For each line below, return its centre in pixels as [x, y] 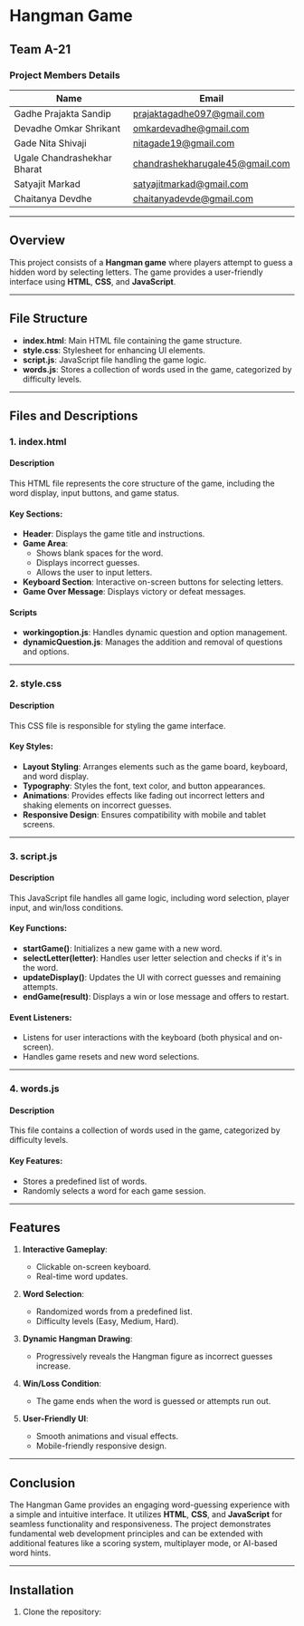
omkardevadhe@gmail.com [191, 128]
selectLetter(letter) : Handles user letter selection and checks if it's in [152, 958]
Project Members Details [65, 75]
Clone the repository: [62, 1612]
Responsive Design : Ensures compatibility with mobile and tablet [144, 814]
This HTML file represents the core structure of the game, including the [142, 484]
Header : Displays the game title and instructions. [114, 534]
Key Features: [36, 1161]
